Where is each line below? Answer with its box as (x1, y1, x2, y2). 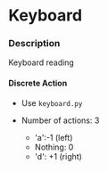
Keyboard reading (8, 57, 75, 68)
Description (8, 37, 61, 50)
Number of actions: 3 (21, 115, 100, 126)
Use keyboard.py (21, 97, 83, 108)
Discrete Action (8, 77, 68, 89)
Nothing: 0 (34, 142, 74, 152)
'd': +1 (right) (34, 151, 82, 161)
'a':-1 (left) (34, 132, 73, 142)
